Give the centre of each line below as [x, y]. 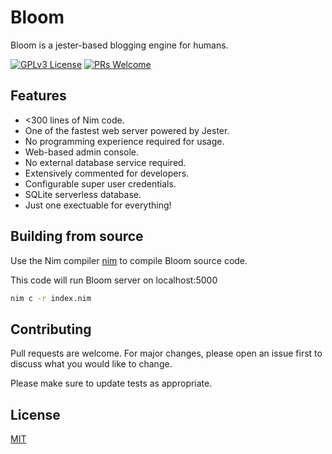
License [35, 414]
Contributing [51, 329]
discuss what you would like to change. [91, 364]
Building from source [77, 236]
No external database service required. [105, 162]
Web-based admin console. [82, 152]
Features [38, 96]
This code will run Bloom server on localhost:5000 [114, 280]
